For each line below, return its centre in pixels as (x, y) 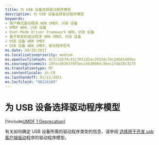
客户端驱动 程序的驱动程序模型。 (37, 137)
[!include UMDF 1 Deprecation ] (35, 121)
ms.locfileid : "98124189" (31, 82)
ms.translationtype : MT (29, 69)
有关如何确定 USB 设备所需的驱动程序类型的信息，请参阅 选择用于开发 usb (79, 131)
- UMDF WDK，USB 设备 (26, 28)
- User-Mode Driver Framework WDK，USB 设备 (50, 32)
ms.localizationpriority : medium (39, 55)
